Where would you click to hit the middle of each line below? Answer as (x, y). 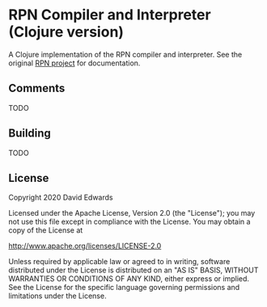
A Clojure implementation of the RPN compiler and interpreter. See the (125, 54)
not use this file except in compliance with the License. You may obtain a (129, 222)
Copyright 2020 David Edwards (61, 198)
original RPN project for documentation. (74, 63)
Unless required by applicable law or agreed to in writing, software (119, 262)
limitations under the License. (57, 296)
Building (30, 134)
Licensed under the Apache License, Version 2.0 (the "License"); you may (132, 213)
